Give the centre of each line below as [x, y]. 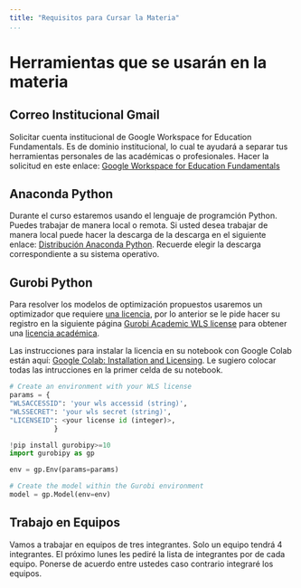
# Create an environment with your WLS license [101, 387]
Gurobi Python [51, 283]
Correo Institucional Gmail [85, 115]
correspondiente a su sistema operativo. [85, 254]
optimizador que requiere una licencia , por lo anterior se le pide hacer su [145, 314]
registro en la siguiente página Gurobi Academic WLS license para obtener [148, 324]
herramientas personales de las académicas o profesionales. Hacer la [139, 156]
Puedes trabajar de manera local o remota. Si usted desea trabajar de [139, 225]
